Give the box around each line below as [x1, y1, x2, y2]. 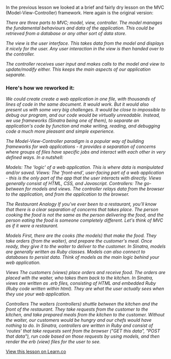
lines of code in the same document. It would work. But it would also [6, 101, 149, 107]
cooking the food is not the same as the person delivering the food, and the [6, 212, 164, 218]
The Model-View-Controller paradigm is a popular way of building [6, 138, 144, 144]
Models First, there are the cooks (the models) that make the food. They [6, 232, 157, 238]
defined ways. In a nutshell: [6, 155, 63, 161]
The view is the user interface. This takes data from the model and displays [6, 40, 164, 46]
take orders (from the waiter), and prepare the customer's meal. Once [6, 238, 153, 244]
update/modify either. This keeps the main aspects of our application [6, 66, 151, 72]
